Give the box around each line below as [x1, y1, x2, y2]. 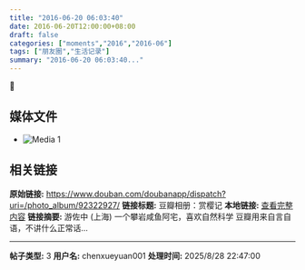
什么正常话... [40, 222, 89, 233]
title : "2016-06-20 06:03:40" [9, 13, 124, 23]
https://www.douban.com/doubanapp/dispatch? [45, 188, 227, 199]
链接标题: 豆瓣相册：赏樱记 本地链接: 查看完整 [122, 199, 293, 210]
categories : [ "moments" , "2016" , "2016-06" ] [9, 38, 172, 48]
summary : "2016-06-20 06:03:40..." [9, 55, 144, 65]
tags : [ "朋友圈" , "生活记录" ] [9, 47, 111, 56]
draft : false [9, 30, 59, 39]
